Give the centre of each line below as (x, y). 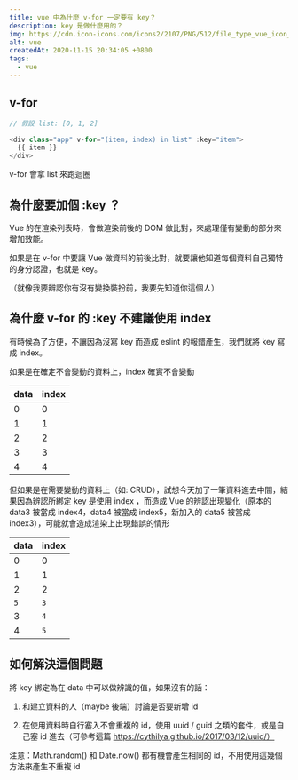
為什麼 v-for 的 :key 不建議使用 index (110, 318)
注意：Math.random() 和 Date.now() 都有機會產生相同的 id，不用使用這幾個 (146, 755)
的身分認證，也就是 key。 (56, 269)
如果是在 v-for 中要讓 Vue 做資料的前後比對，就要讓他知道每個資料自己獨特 (146, 258)
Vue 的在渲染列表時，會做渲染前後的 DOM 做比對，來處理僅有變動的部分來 (145, 228)
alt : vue (25, 42)
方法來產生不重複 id (45, 766)
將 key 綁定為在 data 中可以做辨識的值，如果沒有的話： (110, 687)
